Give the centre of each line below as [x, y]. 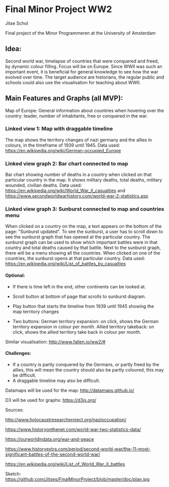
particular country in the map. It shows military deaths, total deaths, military [84, 180]
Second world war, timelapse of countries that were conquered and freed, [82, 61]
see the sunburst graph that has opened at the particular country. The [78, 237]
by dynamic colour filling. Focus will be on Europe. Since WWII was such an [84, 66]
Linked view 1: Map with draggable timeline [59, 129]
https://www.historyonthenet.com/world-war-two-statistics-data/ [73, 429]
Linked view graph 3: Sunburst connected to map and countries [85, 209]
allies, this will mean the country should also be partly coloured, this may [88, 370]
